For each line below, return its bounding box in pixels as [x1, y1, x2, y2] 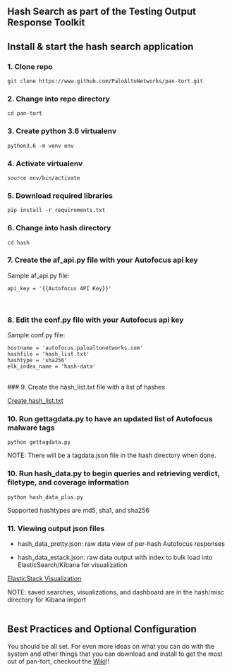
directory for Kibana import [7, 595, 87, 604]
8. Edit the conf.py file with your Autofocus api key [7, 315, 184, 325]
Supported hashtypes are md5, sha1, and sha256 [7, 506, 150, 514]
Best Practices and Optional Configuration [7, 623, 197, 635]
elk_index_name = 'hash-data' [7, 363, 97, 371]
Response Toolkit [7, 17, 85, 29]
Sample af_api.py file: [7, 271, 70, 280]
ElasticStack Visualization [7, 574, 82, 583]
